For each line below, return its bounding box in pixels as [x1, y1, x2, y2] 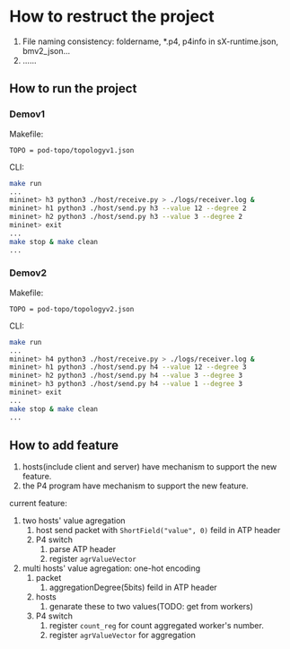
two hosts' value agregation [22, 515, 126, 526]
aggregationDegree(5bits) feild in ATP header [48, 582, 217, 593]
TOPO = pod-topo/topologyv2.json [9, 304, 135, 313]
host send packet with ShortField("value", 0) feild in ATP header [35, 525, 281, 536]
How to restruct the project [9, 6, 215, 27]
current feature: [9, 498, 67, 509]
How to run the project [9, 81, 137, 96]
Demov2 [9, 267, 48, 279]
